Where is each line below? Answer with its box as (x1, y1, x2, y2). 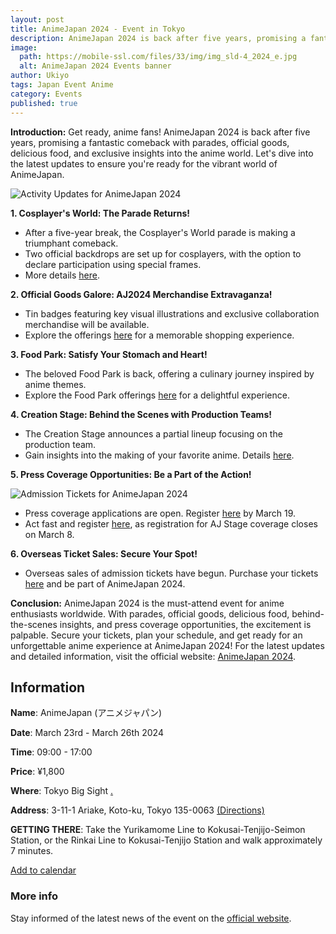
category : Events (10, 89, 83, 99)
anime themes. (24, 378, 87, 390)
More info (10, 889, 58, 903)
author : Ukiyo (10, 71, 70, 81)
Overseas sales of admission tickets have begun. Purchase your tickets (24, 567, 319, 579)
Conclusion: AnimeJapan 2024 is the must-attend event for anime (10, 597, 285, 609)
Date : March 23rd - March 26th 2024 (10, 727, 164, 739)
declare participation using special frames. (24, 258, 202, 270)
